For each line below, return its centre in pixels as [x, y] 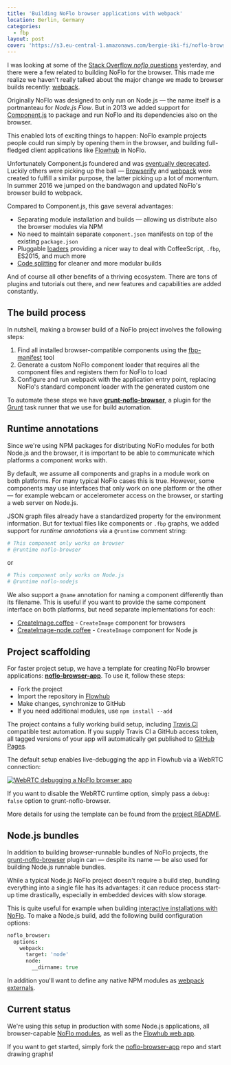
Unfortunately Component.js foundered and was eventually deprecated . [109, 163]
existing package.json [47, 241]
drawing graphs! [30, 1054]
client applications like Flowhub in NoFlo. [88, 150]
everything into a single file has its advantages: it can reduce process [106, 887]
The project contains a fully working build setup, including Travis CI [102, 724]
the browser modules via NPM [60, 227]
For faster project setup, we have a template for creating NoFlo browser [109, 668]
